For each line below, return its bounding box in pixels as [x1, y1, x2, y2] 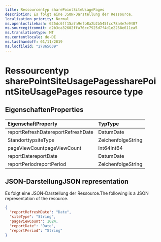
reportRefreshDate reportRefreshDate [7, 129, 94, 136]
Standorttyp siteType [7, 137, 55, 143]
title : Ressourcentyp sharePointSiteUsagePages [5, 7, 105, 12]
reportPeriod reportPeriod [7, 161, 66, 168]
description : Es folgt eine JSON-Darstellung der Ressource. [5, 12, 133, 17]
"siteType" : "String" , [9, 214, 56, 219]
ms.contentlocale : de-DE [5, 35, 56, 40]
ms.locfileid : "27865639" [5, 44, 58, 49]
